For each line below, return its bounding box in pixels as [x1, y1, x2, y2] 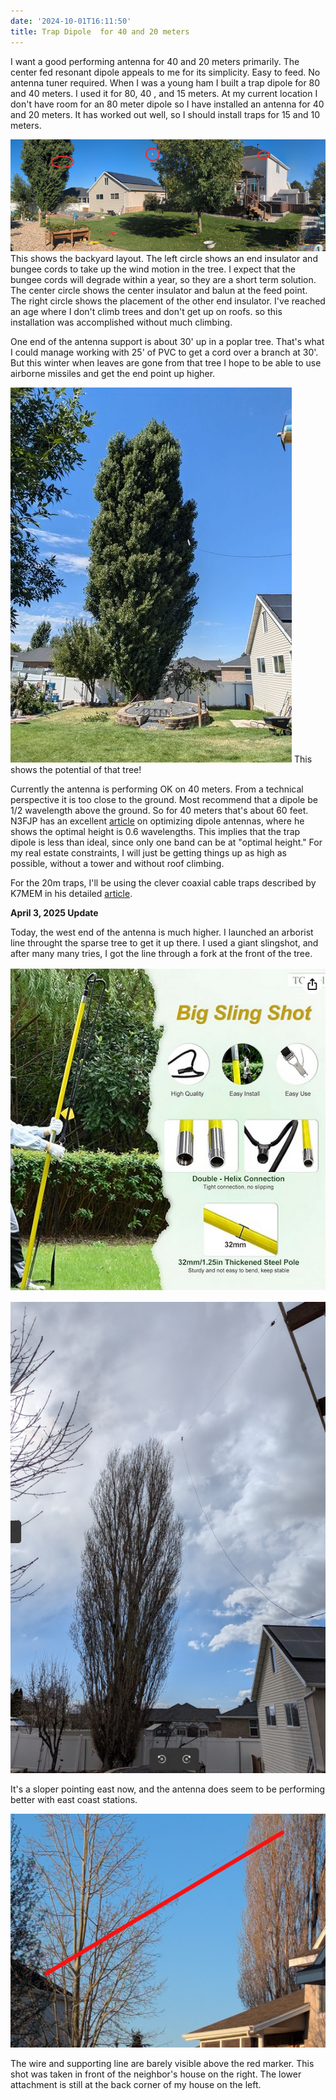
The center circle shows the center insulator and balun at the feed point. [10, 285, 308, 297]
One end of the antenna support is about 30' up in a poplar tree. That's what [10, 336, 325, 348]
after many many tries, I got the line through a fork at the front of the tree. [10, 948, 313, 960]
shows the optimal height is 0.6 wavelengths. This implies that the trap [10, 826, 301, 838]
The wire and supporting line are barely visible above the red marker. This [10, 2057, 315, 2069]
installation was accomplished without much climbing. [10, 316, 233, 329]
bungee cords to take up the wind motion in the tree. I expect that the [10, 263, 296, 275]
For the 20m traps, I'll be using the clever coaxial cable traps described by [10, 877, 317, 889]
